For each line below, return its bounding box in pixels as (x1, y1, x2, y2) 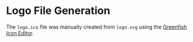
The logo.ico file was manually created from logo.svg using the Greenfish (6, 23, 188, 30)
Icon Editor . (6, 29, 34, 36)
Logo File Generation (6, 4, 111, 17)
